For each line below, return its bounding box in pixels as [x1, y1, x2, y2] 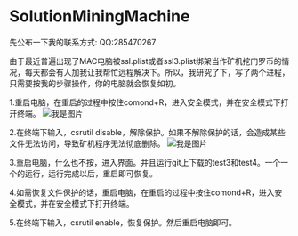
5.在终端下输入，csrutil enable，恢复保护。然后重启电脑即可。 [9, 216, 238, 228]
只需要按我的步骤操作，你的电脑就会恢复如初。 [9, 77, 181, 88]
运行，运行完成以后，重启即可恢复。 [24, 167, 157, 179]
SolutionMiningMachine [9, 6, 190, 27]
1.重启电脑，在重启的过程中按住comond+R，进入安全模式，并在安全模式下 [9, 96, 281, 108]
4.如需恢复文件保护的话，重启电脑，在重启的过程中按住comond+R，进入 [9, 187, 275, 198]
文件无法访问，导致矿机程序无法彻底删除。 [9, 138, 165, 149]
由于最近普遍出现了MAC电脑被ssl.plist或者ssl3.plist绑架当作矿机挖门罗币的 [9, 55, 282, 66]
